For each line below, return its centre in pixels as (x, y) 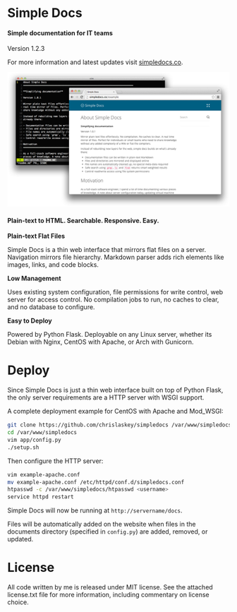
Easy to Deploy (30, 321)
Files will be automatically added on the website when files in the (102, 524)
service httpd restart (41, 497)
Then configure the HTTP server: (55, 461)
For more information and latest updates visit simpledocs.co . (95, 62)
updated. (20, 539)
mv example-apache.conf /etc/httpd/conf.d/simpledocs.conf (96, 482)
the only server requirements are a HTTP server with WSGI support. (106, 397)
